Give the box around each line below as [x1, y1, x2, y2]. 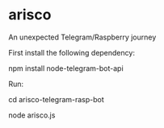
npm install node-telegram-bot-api [8, 63, 124, 73]
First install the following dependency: [8, 47, 136, 57]
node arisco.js [8, 110, 56, 120]
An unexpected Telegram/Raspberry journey [8, 32, 157, 42]
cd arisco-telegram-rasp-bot [8, 94, 105, 104]
